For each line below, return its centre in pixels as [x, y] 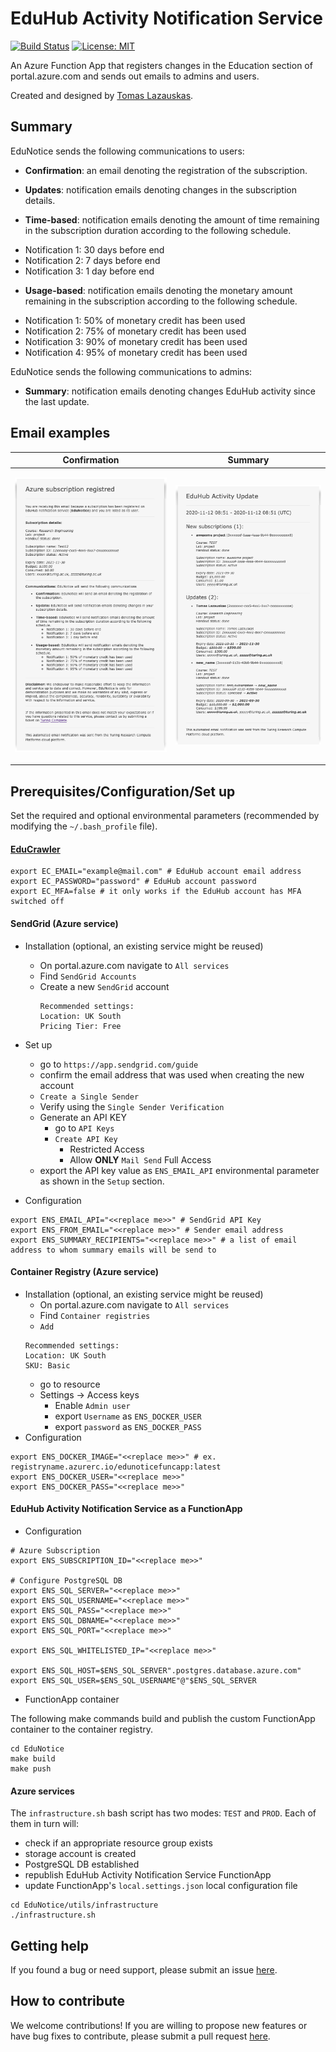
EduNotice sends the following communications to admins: [131, 371]
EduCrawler [35, 849]
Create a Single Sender [89, 1097]
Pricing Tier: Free [80, 1026]
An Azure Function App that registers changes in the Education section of [161, 65]
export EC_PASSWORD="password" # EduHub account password [133, 882]
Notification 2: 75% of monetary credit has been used [135, 331]
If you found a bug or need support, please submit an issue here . [144, 1969]
